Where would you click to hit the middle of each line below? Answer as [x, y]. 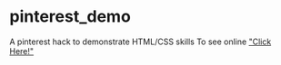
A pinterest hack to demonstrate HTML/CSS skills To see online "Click [140, 42]
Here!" [22, 51]
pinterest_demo [70, 17]
